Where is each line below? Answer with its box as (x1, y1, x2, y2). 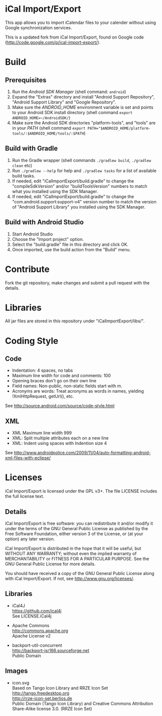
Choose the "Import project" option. (12, 236, 84, 242)
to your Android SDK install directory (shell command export (12, 109, 133, 115)
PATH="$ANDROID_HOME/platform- (87, 126, 151, 131)
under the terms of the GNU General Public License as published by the (5, 526, 148, 531)
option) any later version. (5, 536, 55, 542)
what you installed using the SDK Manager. (12, 188, 98, 194)
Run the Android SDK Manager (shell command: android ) (12, 89, 127, 95)
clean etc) (12, 162, 32, 168)
